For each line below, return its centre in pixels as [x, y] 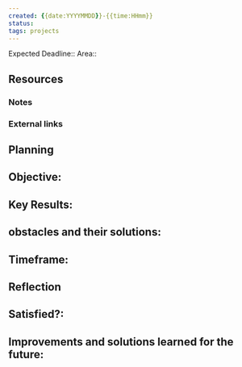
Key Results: [41, 204]
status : [21, 23]
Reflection [35, 287]
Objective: [35, 177]
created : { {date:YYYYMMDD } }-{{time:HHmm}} [81, 16]
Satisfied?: [36, 314]
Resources [36, 79]
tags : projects [34, 31]
